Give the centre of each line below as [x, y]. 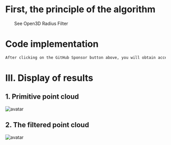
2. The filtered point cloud [47, 125]
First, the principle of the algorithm [80, 9]
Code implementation [52, 44]
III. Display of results [49, 78]
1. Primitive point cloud [42, 97]
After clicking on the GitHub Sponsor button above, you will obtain [81, 57]
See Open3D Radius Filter [41, 23]
